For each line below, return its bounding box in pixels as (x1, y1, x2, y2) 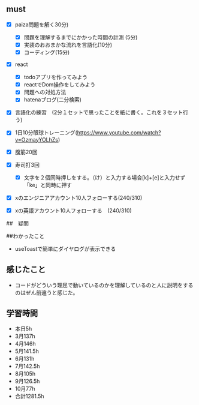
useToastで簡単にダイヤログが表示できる (14, 245, 116, 252)
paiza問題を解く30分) (14, 20, 69, 28)
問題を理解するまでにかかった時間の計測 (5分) (23, 34, 138, 41)
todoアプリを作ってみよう (23, 74, 88, 81)
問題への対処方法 (23, 89, 67, 96)
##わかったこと (6, 232, 45, 239)
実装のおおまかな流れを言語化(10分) (23, 41, 113, 48)
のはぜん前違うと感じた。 (14, 289, 79, 296)
